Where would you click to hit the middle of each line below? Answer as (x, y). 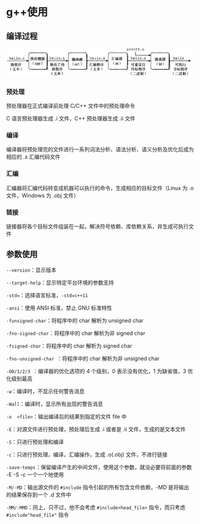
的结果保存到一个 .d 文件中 (39, 494)
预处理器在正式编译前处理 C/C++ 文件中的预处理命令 (71, 106)
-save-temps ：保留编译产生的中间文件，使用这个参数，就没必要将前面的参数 (99, 467)
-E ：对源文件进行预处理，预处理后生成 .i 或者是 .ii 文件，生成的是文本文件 (96, 429)
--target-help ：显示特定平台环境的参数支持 (60, 282)
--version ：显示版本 (31, 270)
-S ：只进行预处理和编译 (35, 442)
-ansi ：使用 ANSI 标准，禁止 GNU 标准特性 (59, 308)
